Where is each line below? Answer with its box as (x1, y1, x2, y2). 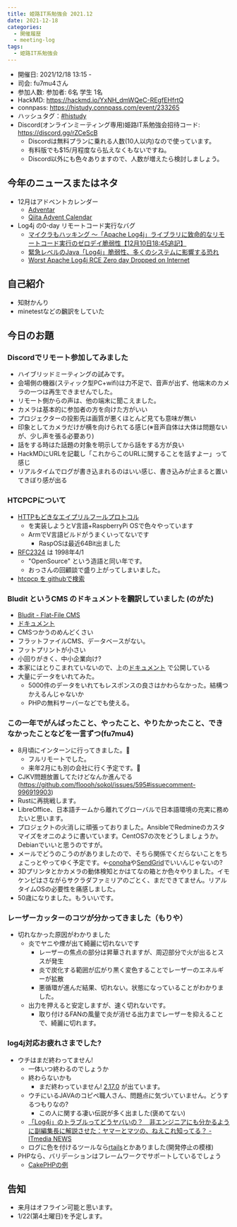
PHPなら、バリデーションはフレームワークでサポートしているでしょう (17, 1151, 221, 1160)
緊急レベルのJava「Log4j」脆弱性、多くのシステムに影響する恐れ (28, 248, 219, 256)
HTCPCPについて (7, 496, 66, 506)
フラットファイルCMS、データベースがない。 (17, 636, 150, 645)
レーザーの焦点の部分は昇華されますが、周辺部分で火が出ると (38, 948, 218, 957)
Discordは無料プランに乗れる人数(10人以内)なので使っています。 (28, 136, 216, 145)
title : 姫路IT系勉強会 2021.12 (7, 10, 93, 18)
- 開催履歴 (13, 30, 42, 37)
